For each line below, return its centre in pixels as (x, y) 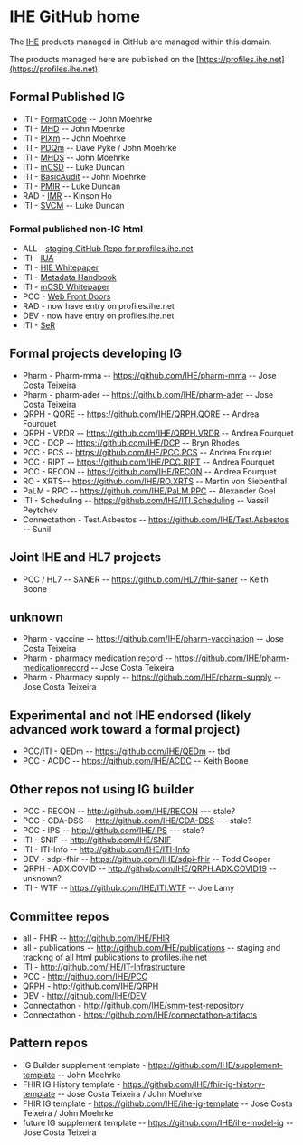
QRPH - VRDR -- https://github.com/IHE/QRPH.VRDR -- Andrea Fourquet (158, 433)
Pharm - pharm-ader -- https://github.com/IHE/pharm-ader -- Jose (148, 394)
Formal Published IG (67, 97)
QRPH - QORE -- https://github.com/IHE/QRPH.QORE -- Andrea (141, 414)
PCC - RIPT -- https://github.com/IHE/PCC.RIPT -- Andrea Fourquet (149, 462)
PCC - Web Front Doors (66, 296)
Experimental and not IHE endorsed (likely (130, 715)
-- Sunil (37, 529)
